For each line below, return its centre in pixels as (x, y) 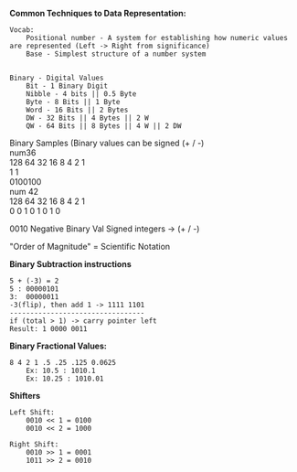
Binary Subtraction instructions (71, 264)
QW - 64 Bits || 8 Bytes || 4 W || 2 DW (104, 126)
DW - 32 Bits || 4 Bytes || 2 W (87, 118)
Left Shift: (32, 413)
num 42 (24, 192)
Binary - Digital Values (57, 78)
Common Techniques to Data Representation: (98, 13)
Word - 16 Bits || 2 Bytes (77, 110)
